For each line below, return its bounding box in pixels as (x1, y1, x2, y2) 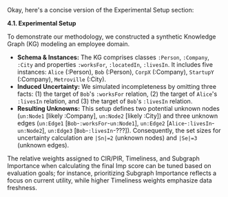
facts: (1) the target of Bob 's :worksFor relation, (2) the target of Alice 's (17, 90, 218, 98)
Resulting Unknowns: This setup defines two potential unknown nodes (17, 105, 220, 112)
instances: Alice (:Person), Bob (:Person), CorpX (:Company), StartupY (17, 68, 215, 76)
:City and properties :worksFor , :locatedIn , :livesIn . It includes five (17, 61, 214, 68)
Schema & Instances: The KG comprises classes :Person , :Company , (17, 53, 210, 61)
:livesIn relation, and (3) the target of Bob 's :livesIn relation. (17, 97, 193, 105)
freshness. (7, 184, 38, 191)
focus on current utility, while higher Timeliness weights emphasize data (7, 176, 212, 185)
